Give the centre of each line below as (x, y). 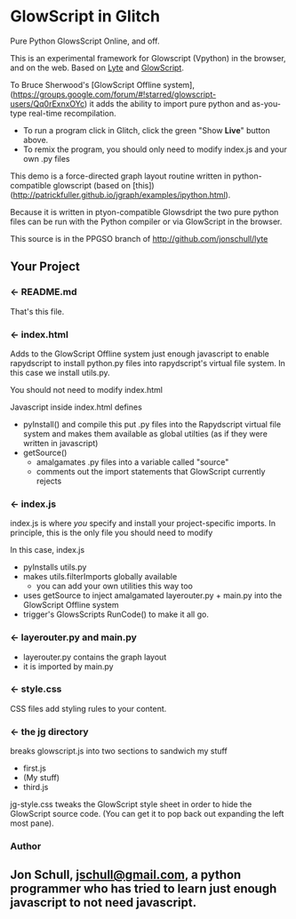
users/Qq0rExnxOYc (48, 103)
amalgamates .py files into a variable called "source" (132, 462)
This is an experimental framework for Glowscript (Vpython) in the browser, (148, 58)
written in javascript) (60, 443)
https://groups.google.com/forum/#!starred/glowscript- (115, 94)
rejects (49, 481)
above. (36, 140)
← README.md (44, 292)
